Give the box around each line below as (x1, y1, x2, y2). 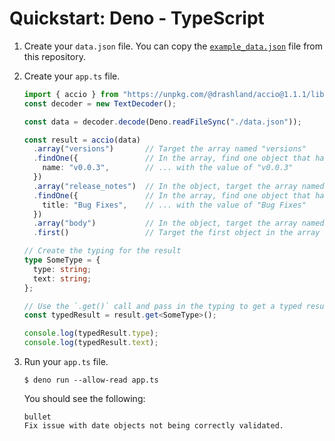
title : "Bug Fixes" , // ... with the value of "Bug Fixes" (42, 200, 307, 210)
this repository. (23, 50, 86, 62)
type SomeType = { (23, 255, 101, 266)
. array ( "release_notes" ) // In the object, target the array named (33, 181, 325, 191)
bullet (23, 412, 52, 422)
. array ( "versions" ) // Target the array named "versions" (33, 144, 307, 154)
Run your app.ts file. (23, 356, 109, 368)
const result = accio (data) (23, 135, 141, 145)
